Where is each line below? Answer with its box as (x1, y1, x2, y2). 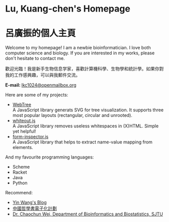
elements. (12, 144, 34, 151)
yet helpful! (12, 128, 36, 134)
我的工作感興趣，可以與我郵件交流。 (5, 72, 80, 78)
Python (12, 180, 28, 186)
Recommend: (5, 190, 33, 196)
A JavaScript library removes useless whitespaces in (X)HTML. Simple (12, 123, 159, 129)
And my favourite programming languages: (5, 154, 94, 160)
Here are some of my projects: (5, 92, 68, 98)
